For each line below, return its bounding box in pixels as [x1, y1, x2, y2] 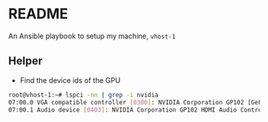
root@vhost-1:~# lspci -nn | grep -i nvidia [8, 91, 159, 99]
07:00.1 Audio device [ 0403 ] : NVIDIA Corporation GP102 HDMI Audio [8, 105, 238, 114]
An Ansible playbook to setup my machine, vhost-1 [8, 31, 176, 41]
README [8, 5, 69, 23]
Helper [8, 54, 43, 68]
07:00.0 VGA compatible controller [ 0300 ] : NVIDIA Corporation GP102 [8, 98, 245, 106]
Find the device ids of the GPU [19, 75, 121, 85]
